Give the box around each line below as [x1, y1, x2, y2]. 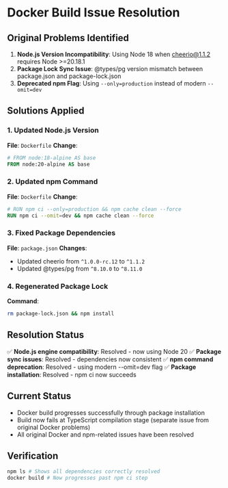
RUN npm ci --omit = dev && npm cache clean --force [7, 212, 154, 219]
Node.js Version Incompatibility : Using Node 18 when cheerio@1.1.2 [16, 50, 211, 58]
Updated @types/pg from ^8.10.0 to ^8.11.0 [16, 264, 143, 272]
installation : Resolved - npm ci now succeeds [7, 370, 137, 378]
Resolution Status [7, 329, 85, 341]
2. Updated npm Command [7, 177, 98, 186]
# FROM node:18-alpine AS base [7, 154, 96, 162]
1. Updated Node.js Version [7, 125, 99, 135]
